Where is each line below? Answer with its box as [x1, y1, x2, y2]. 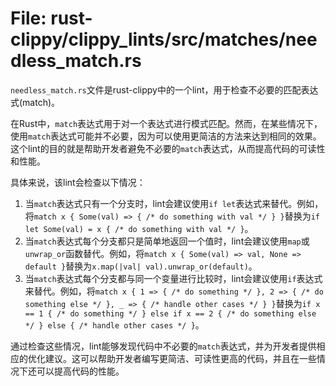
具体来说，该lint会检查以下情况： [10, 176, 146, 188]
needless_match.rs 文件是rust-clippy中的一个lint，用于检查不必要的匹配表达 [10, 83, 319, 96]
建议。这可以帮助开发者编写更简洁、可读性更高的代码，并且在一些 [44, 352, 317, 364]
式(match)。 [10, 96, 61, 108]
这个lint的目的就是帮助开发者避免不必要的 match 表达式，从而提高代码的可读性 [10, 142, 326, 154]
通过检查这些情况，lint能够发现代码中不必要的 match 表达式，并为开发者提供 [10, 340, 317, 352]
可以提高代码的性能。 [36, 365, 125, 377]
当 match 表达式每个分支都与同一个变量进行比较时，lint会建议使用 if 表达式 [24, 272, 323, 284]
